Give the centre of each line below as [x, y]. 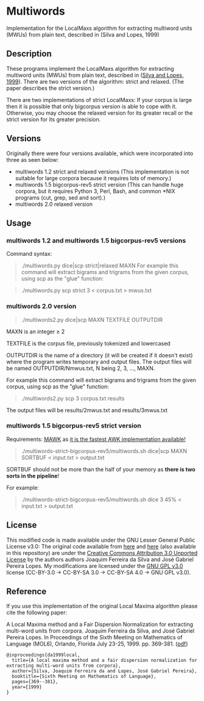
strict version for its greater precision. [54, 119]
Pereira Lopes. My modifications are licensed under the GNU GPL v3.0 [95, 565]
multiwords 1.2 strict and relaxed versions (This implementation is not [102, 172]
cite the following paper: [37, 612]
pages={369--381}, [35, 682]
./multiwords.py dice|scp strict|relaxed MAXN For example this [100, 266]
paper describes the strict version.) [51, 88]
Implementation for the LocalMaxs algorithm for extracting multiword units [100, 28]
